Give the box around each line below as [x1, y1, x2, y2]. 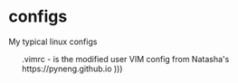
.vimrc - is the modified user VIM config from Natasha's [21, 53, 230, 64]
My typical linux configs [8, 36, 98, 47]
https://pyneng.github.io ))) [21, 63, 123, 74]
